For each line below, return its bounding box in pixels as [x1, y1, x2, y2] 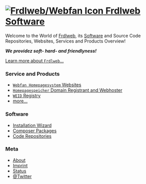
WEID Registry [12, 93, 41, 99]
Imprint [12, 162, 28, 168]
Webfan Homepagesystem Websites [12, 82, 81, 88]
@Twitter [12, 173, 32, 179]
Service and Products [5, 70, 60, 77]
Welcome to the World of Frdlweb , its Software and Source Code [5, 32, 141, 39]
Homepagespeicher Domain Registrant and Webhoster [12, 87, 123, 93]
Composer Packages [12, 127, 57, 134]
